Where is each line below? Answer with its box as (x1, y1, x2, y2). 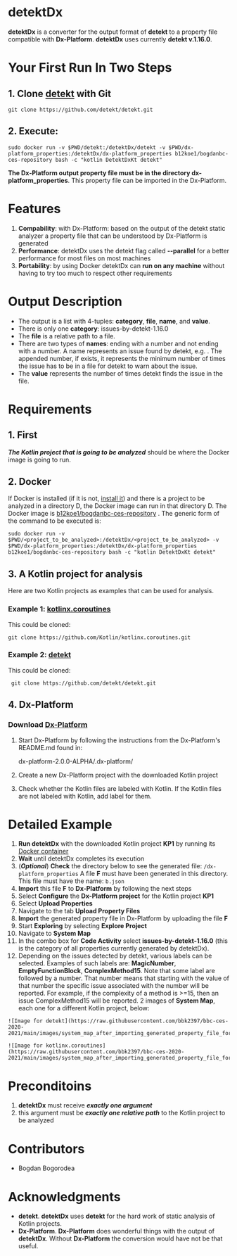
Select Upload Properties (18, 899, 94, 908)
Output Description (8, 293, 122, 310)
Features (8, 201, 61, 217)
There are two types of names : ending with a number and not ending (18, 339, 219, 348)
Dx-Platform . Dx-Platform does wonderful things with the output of (18, 1227, 215, 1236)
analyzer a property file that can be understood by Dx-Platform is (18, 231, 207, 240)
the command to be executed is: (8, 516, 101, 525)
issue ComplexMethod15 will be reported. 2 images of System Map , (18, 996, 215, 1005)
